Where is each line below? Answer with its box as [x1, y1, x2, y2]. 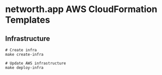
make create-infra [5, 52, 44, 57]
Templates [5, 14, 50, 26]
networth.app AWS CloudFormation [5, 4, 157, 15]
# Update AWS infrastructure [5, 61, 66, 66]
